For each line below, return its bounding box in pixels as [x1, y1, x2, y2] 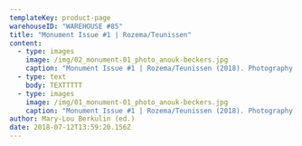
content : [9, 38, 42, 48]
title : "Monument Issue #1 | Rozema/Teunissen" [9, 30, 193, 39]
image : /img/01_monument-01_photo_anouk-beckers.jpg [25, 97, 229, 107]
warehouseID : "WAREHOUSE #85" [9, 22, 124, 31]
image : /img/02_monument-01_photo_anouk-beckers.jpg [25, 55, 229, 64]
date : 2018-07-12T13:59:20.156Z [9, 123, 131, 132]
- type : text [17, 73, 67, 82]
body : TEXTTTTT [25, 81, 83, 90]
